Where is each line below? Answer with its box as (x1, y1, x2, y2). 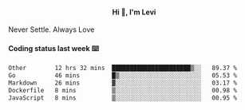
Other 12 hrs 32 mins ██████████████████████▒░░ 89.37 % (8, 65, 238, 73)
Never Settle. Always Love (8, 25, 95, 34)
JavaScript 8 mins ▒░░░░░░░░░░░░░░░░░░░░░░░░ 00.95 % (8, 93, 238, 102)
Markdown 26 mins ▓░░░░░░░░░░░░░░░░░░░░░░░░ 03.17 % (8, 79, 238, 88)
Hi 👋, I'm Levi (112, 7, 156, 17)
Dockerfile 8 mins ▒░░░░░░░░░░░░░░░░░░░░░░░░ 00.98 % (8, 87, 238, 95)
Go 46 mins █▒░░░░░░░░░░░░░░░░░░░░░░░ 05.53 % (8, 72, 238, 80)
